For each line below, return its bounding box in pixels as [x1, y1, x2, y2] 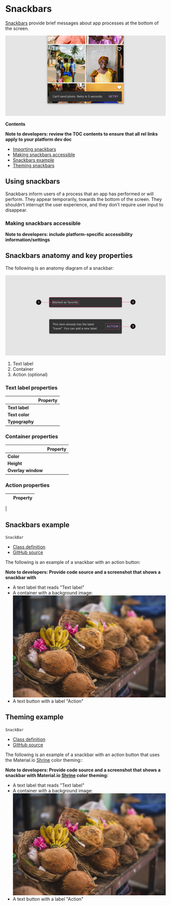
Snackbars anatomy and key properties [5, 251, 133, 260]
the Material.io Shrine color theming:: [5, 757, 83, 763]
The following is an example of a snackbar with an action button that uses [5, 752, 160, 758]
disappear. [5, 207, 27, 213]
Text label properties [5, 384, 58, 391]
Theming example [5, 713, 64, 721]
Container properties [5, 433, 59, 440]
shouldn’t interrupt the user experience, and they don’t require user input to [5, 201, 164, 208]
